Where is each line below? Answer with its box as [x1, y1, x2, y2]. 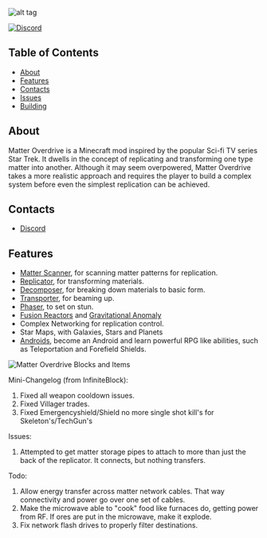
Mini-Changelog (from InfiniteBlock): [8, 375, 129, 385]
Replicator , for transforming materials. [19, 276, 145, 287]
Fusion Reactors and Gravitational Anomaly [19, 311, 162, 320]
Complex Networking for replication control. [19, 319, 165, 329]
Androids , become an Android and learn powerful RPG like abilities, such [19, 336, 259, 346]
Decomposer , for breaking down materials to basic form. [19, 285, 206, 295]
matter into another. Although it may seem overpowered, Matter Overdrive [8, 162, 251, 172]
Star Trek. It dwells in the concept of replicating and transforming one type [8, 154, 253, 164]
